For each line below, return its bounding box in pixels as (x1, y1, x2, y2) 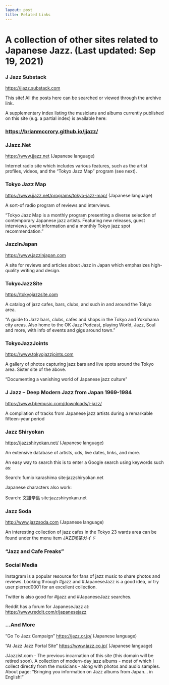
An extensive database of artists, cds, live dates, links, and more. (5, 449, 140, 455)
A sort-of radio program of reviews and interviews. (5, 202, 111, 208)
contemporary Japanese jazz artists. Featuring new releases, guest (5, 217, 145, 223)
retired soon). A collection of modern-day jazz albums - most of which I (5, 658, 154, 664)
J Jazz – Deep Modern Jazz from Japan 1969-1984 (5, 389, 132, 396)
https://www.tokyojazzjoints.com (5, 351, 74, 357)
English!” (5, 674, 24, 680)
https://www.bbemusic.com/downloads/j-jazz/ (5, 400, 102, 406)
